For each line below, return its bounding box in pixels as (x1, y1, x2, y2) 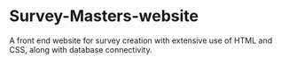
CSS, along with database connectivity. (9, 44, 152, 54)
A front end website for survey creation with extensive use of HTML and (9, 35, 273, 46)
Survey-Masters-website (9, 6, 199, 26)
